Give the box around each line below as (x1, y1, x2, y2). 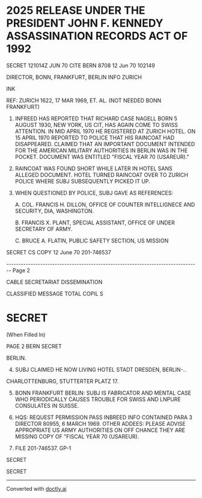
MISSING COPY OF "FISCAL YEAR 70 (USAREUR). (14, 432, 139, 440)
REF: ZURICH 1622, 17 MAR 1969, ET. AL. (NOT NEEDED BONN (6, 97, 162, 104)
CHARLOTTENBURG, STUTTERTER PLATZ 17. (6, 377, 119, 385)
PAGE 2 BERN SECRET (6, 342, 62, 349)
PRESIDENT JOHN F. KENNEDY (6, 16, 164, 30)
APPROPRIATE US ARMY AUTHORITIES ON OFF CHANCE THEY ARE (14, 426, 185, 434)
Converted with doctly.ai (6, 485, 67, 492)
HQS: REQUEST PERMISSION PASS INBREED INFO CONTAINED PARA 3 (14, 413, 193, 421)
